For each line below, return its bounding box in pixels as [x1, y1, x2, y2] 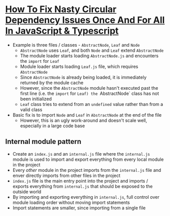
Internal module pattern [5, 137, 82, 146]
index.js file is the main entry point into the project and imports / [12, 177, 148, 184]
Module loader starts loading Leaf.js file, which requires [20, 63, 138, 69]
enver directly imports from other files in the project [12, 172, 120, 178]
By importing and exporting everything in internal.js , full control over [12, 194, 159, 200]
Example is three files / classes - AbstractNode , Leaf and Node [12, 42, 140, 48]
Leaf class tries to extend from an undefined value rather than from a [20, 101, 163, 107]
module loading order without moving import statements [12, 199, 130, 205]
